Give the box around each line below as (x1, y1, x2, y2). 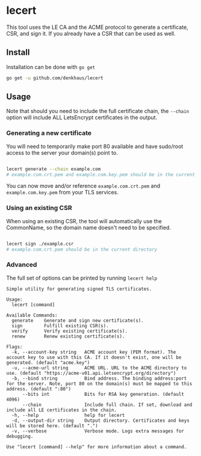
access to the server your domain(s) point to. (6, 149, 119, 156)
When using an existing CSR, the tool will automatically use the (6, 217, 162, 224)
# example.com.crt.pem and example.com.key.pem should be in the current (6, 171, 196, 177)
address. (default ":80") (6, 386, 71, 392)
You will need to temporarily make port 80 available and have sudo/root (6, 143, 184, 150)
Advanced (6, 260, 37, 269)
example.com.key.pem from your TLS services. (6, 189, 119, 196)
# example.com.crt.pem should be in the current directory (6, 246, 158, 253)
